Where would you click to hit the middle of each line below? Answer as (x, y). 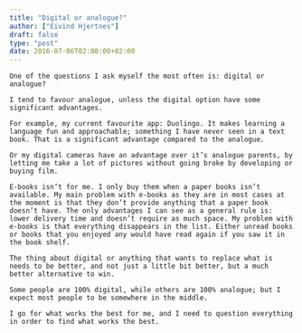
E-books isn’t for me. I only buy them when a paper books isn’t (135, 187)
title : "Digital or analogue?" (68, 18)
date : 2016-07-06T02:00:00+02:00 (72, 52)
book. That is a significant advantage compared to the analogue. (137, 140)
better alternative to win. (62, 274)
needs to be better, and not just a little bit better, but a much (139, 266)
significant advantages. (56, 108)
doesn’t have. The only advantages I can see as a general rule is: (141, 211)
